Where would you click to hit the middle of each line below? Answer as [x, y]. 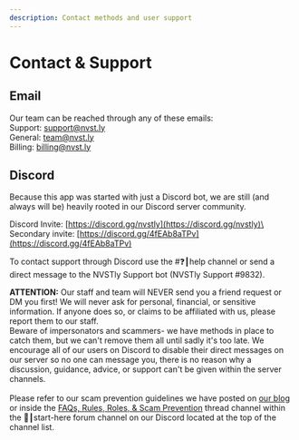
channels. [28, 379]
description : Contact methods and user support [101, 18]
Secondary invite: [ [44, 234]
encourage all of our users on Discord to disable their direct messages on [146, 350]
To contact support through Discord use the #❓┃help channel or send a [142, 262]
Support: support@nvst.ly [58, 127]
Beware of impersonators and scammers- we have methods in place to [142, 331]
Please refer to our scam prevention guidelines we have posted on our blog [150, 398]
